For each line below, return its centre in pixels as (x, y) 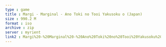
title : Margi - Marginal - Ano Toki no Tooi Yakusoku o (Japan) (74, 14)
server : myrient (23, 32)
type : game (17, 10)
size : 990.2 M (21, 19)
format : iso (19, 23)
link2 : (13, 37)
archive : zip (20, 28)
